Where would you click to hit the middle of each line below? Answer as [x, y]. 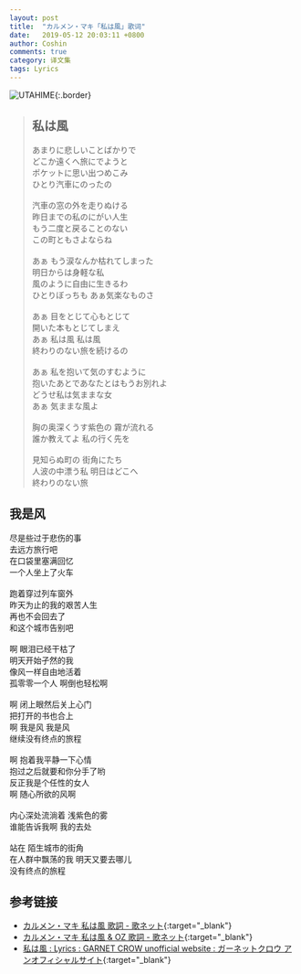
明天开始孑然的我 [42, 660]
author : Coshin [38, 43]
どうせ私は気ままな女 [72, 394]
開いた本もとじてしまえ [76, 327]
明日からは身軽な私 [68, 272]
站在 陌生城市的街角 [47, 848]
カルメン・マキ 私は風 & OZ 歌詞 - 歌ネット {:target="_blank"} [138, 937]
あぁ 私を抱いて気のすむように [89, 371]
